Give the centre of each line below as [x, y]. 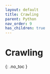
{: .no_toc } [16, 67]
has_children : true [25, 28]
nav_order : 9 [19, 24]
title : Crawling [22, 14]
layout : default [22, 10]
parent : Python [21, 19]
